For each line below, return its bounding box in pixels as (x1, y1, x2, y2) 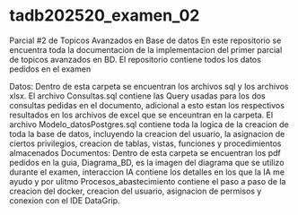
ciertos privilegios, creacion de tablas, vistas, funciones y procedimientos (9, 138, 282, 149)
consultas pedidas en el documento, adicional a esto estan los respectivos (9, 99, 285, 110)
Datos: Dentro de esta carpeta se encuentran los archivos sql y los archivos (9, 81, 289, 91)
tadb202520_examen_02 (9, 5, 200, 26)
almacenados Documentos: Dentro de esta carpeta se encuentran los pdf (9, 147, 281, 158)
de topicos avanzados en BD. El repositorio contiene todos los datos (9, 54, 262, 64)
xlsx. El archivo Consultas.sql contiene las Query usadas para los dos (9, 90, 267, 101)
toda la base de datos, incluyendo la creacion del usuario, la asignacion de (9, 128, 285, 139)
